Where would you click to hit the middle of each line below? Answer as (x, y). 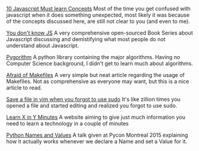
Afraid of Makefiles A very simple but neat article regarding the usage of (95, 75)
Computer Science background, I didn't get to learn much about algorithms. (99, 63)
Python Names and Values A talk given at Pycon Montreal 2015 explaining (97, 135)
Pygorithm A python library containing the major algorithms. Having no (93, 57)
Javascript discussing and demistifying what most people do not (86, 39)
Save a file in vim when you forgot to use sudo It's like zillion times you (94, 99)
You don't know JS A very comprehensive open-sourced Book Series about (99, 33)
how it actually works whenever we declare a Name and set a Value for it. (97, 141)
